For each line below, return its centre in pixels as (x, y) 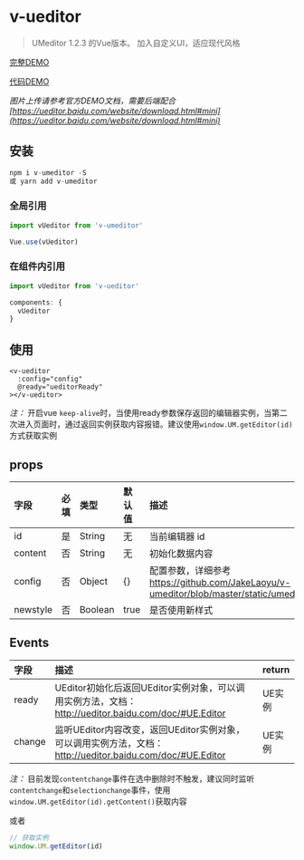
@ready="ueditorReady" (60, 387)
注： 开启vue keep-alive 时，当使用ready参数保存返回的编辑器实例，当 (141, 413)
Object (94, 581)
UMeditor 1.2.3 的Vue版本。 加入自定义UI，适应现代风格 (136, 43)
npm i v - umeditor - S (48, 173)
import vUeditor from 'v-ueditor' (75, 286)
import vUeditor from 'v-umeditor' (76, 225)
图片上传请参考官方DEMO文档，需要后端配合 (93, 101)
